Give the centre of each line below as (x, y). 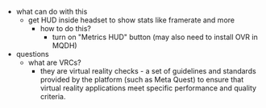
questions (33, 54)
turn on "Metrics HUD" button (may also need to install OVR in (155, 37)
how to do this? (65, 28)
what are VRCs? (55, 62)
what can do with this (52, 12)
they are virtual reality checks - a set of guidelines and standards (148, 71)
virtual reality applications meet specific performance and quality (148, 88)
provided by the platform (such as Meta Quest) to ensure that (142, 80)
